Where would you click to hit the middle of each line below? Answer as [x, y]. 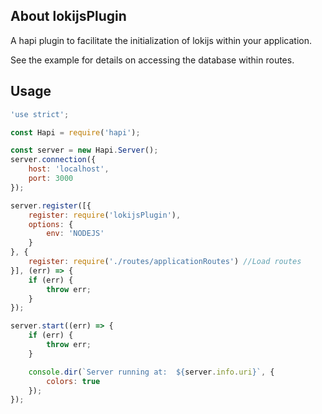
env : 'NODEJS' [75, 234]
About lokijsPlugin [68, 16]
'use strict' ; [40, 114]
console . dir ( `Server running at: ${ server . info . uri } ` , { [151, 372]
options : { [51, 224]
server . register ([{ [51, 205]
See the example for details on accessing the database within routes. [152, 60]
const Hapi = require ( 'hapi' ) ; [75, 132]
